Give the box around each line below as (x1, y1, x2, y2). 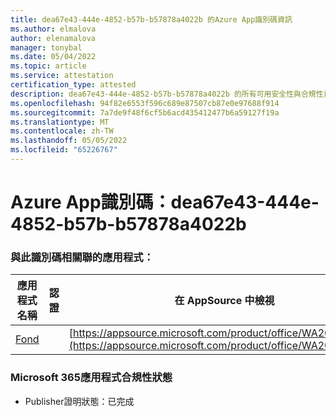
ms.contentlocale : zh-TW (10, 126, 114, 136)
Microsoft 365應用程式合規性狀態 (10, 371, 173, 385)
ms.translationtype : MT (10, 117, 110, 127)
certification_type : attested (10, 80, 137, 90)
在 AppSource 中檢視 (174, 294, 275, 308)
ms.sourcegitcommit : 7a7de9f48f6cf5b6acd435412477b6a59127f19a (10, 107, 280, 118)
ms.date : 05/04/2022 (10, 52, 97, 62)
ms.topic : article (10, 61, 87, 71)
